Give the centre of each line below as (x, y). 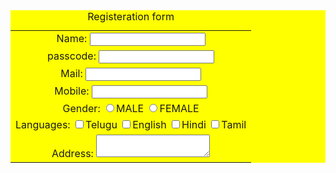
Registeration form (131, 16)
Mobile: (72, 91)
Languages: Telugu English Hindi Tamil (131, 124)
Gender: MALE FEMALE (131, 108)
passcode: (71, 56)
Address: (72, 153)
